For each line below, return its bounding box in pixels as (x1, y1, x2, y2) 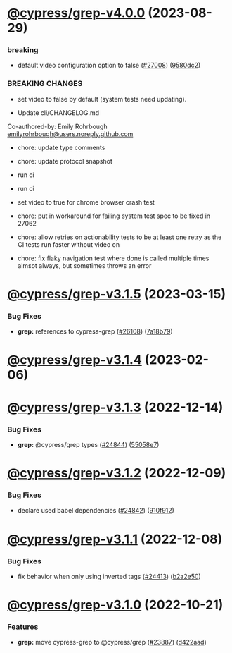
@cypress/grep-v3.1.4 (7, 352, 142, 368)
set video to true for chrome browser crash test (17, 197, 155, 206)
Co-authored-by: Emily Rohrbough (7, 122, 108, 130)
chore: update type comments (17, 143, 105, 152)
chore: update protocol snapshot (17, 157, 112, 165)
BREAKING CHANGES (7, 79, 83, 89)
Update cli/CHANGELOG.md (17, 108, 100, 117)
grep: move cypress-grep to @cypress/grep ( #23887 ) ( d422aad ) (17, 638, 207, 647)
